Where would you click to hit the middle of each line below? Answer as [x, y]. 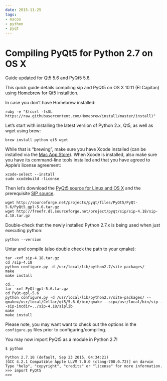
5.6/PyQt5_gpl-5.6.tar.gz [32, 207]
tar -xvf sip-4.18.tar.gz [32, 258]
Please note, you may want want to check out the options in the [71, 324]
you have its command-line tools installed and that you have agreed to [78, 160]
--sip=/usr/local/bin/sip [131, 302]
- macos [13, 19]
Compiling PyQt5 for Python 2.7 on [79, 53]
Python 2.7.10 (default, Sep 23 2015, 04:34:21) [57, 357]
